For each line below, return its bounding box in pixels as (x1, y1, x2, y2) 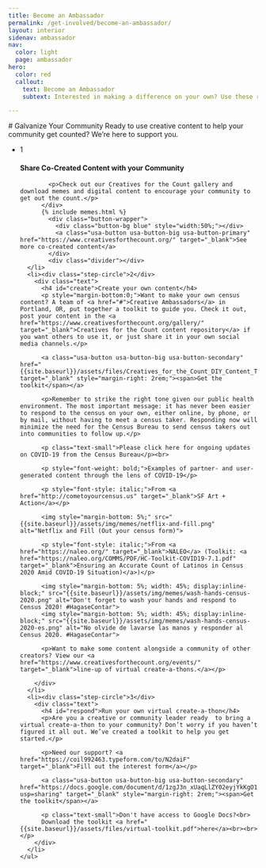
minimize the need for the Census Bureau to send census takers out (19, 423, 251, 432)
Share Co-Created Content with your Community (19, 163, 184, 173)
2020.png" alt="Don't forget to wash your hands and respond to (19, 596, 237, 604)
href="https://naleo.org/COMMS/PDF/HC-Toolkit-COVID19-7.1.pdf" (19, 555, 237, 563)
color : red (15, 70, 51, 78)
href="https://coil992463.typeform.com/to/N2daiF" (19, 756, 191, 764)
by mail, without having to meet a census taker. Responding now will (19, 417, 258, 424)
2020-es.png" (19, 624, 63, 632)
